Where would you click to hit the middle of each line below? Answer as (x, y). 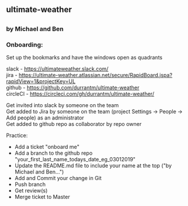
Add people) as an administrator (45, 118)
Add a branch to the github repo (54, 153)
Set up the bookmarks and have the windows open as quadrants (84, 58)
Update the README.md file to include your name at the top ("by (93, 166)
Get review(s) (31, 191)
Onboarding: (24, 45)
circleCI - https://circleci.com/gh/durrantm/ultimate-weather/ (80, 94)
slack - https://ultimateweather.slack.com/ (57, 69)
